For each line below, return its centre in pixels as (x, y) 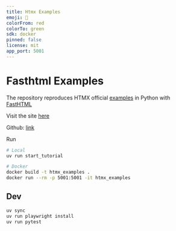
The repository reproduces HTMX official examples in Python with (88, 98)
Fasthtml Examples (55, 81)
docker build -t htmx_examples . (48, 172)
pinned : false (24, 40)
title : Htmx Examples (33, 12)
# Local (16, 150)
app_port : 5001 (25, 51)
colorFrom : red (25, 23)
